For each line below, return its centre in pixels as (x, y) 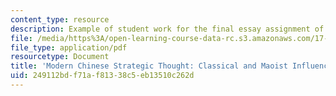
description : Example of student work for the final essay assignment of (167, 29)
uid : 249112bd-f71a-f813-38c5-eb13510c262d (102, 76)
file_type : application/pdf (69, 47)
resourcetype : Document (60, 57)
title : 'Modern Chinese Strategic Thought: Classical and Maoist (149, 66)
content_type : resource (60, 19)
